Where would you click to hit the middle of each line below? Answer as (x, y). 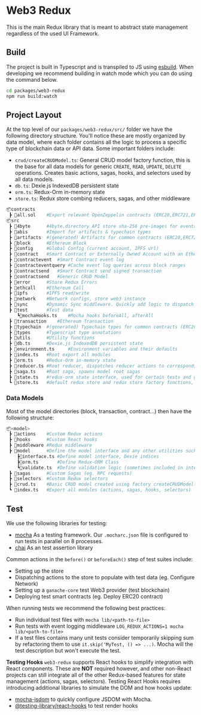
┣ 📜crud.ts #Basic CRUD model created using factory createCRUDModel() (104, 484)
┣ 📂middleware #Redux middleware (51, 445)
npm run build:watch (32, 96)
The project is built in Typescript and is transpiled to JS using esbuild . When (100, 67)
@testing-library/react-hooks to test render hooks (76, 705)
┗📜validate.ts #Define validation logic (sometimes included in (100, 467)
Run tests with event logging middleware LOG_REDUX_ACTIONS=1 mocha (99, 626)
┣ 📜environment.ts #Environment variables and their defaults (93, 349)
